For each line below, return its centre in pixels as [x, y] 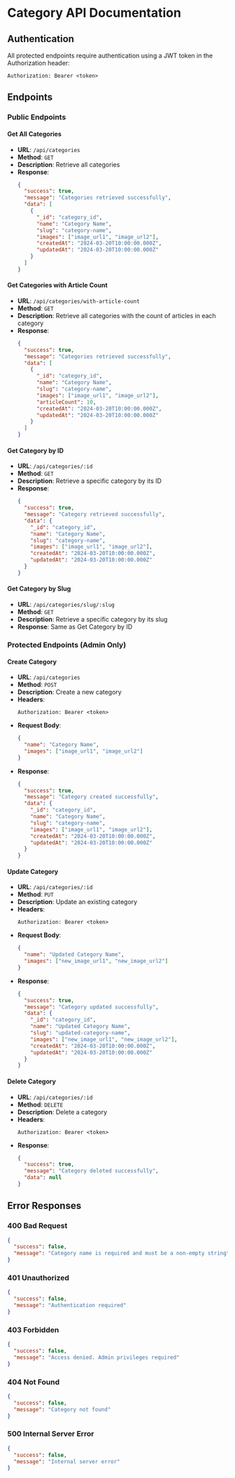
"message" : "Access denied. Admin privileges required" [97, 1357]
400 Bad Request [37, 1226]
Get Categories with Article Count [58, 285]
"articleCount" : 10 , [66, 402]
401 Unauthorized [38, 1278]
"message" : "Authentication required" [70, 1306]
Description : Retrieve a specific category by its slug [92, 619]
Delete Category [31, 1081]
